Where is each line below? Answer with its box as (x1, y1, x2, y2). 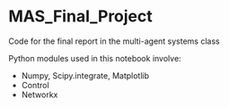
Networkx (21, 89, 58, 100)
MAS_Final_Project (8, 6, 154, 27)
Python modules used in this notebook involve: (8, 53, 181, 63)
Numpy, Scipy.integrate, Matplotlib (21, 70, 150, 81)
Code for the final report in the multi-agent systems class (8, 36, 221, 46)
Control (21, 79, 50, 90)
